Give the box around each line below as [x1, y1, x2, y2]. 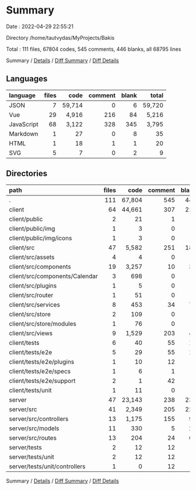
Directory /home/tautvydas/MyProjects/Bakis [6, 34, 115, 41]
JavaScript [9, 120, 39, 128]
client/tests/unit [9, 386, 52, 394]
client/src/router [9, 291, 54, 299]
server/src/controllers [9, 414, 69, 423]
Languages [6, 74, 48, 84]
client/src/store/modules [9, 320, 77, 328]
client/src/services [9, 300, 60, 309]
